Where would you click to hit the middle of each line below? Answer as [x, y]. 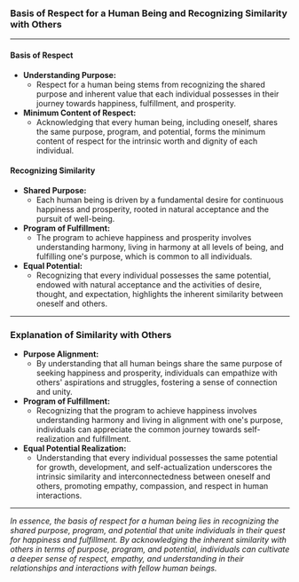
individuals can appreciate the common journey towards [139, 429]
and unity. [55, 392]
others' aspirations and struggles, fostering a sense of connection [157, 382]
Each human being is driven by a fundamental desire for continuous [160, 200]
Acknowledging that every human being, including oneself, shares [157, 122]
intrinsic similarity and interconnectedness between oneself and [153, 476]
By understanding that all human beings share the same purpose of [159, 363]
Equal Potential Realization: [75, 448]
